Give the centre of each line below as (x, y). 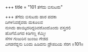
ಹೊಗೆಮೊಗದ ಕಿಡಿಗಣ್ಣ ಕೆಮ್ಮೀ (25, 33)
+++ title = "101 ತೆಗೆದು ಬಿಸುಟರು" (34, 7)
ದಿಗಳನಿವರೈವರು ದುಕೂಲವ (24, 22)
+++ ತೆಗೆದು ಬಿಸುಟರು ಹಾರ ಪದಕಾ (31, 17)
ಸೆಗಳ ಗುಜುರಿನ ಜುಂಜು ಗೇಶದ (27, 39)
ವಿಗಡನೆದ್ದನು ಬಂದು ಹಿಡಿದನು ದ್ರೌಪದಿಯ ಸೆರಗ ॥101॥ (44, 44)
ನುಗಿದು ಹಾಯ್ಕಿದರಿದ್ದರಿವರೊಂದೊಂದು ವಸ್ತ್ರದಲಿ (38, 28)
